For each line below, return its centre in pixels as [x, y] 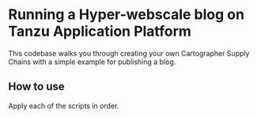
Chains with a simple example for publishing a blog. [92, 62]
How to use [36, 87]
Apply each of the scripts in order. [64, 105]
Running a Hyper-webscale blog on [127, 15]
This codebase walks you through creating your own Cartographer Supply [129, 53]
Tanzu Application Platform [100, 31]
